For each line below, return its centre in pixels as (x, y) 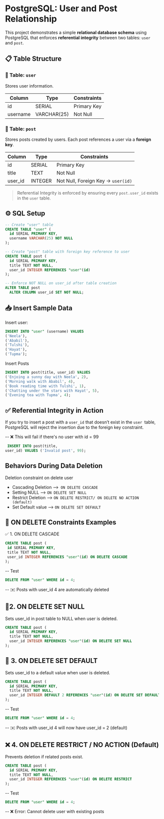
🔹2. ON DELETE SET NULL (45, 607)
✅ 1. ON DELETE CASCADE (32, 534)
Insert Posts (17, 364)
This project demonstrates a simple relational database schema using (76, 32)
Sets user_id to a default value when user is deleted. (58, 672)
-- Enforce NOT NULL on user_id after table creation (61, 283)
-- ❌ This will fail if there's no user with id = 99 (52, 437)
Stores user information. (29, 86)
